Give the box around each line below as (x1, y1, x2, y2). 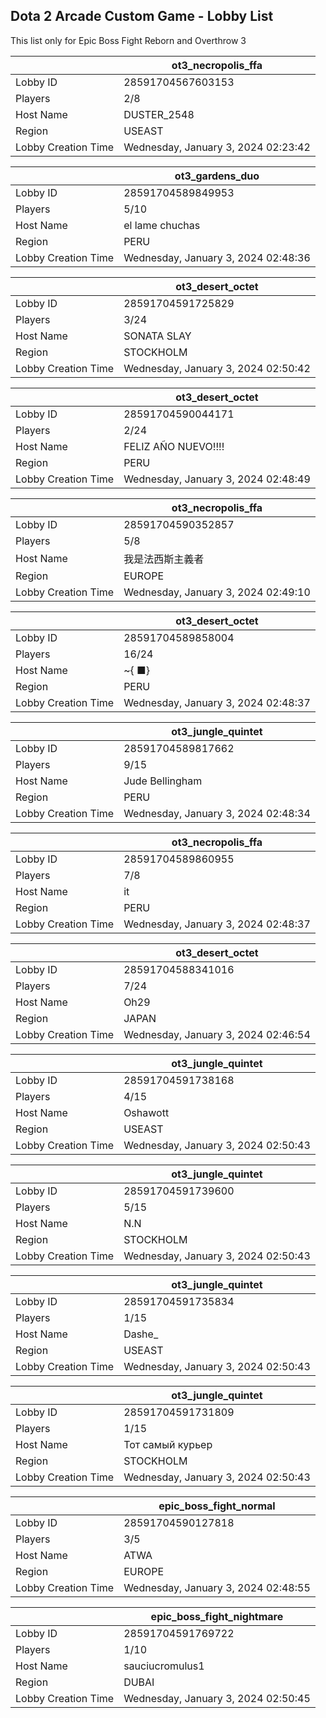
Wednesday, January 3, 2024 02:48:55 (123, 1580, 311, 1594)
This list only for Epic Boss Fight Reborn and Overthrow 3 (10, 34, 247, 46)
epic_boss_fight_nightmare (150, 1609, 284, 1623)
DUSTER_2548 (123, 107, 195, 121)
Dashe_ (123, 1327, 159, 1341)
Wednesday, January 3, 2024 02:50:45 (123, 1691, 311, 1705)
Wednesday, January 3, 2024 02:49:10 (123, 585, 311, 599)
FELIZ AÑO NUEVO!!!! (123, 439, 225, 453)
